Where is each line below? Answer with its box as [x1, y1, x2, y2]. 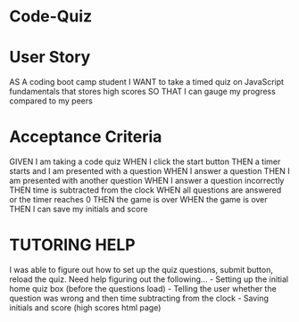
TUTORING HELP [9, 235, 136, 255]
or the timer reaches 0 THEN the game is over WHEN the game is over [9, 194, 268, 205]
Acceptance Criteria [9, 127, 162, 147]
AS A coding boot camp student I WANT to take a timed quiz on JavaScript [9, 77, 284, 87]
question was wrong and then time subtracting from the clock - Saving [9, 293, 270, 303]
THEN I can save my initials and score [9, 203, 149, 215]
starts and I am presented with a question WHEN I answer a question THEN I [9, 166, 290, 177]
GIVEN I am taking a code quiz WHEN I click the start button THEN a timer [9, 156, 281, 167]
